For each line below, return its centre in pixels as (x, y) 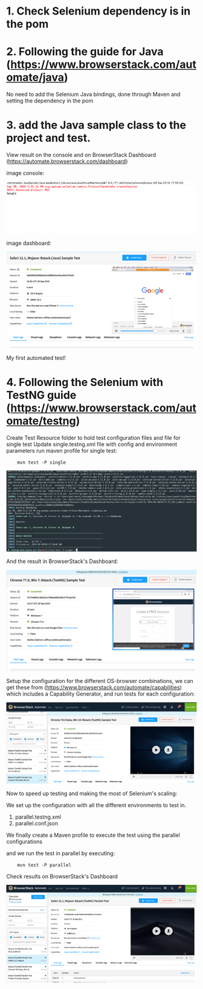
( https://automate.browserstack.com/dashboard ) (67, 161)
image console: (25, 173)
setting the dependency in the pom (50, 101)
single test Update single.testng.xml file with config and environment (92, 444)
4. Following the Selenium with (85, 382)
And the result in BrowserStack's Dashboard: (62, 561)
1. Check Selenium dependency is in (98, 11)
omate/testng (41, 421)
